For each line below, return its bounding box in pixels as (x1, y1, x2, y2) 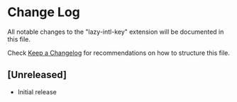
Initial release (17, 87, 57, 96)
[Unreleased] (7, 69, 67, 81)
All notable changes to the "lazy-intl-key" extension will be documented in (7, 27, 224, 36)
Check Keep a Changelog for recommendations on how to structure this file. (7, 49, 231, 57)
